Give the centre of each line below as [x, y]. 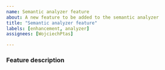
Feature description [35, 60]
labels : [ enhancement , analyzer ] [48, 28]
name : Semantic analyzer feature [48, 12]
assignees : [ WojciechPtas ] [40, 34]
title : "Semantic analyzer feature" [52, 23]
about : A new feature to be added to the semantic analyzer [83, 17]
